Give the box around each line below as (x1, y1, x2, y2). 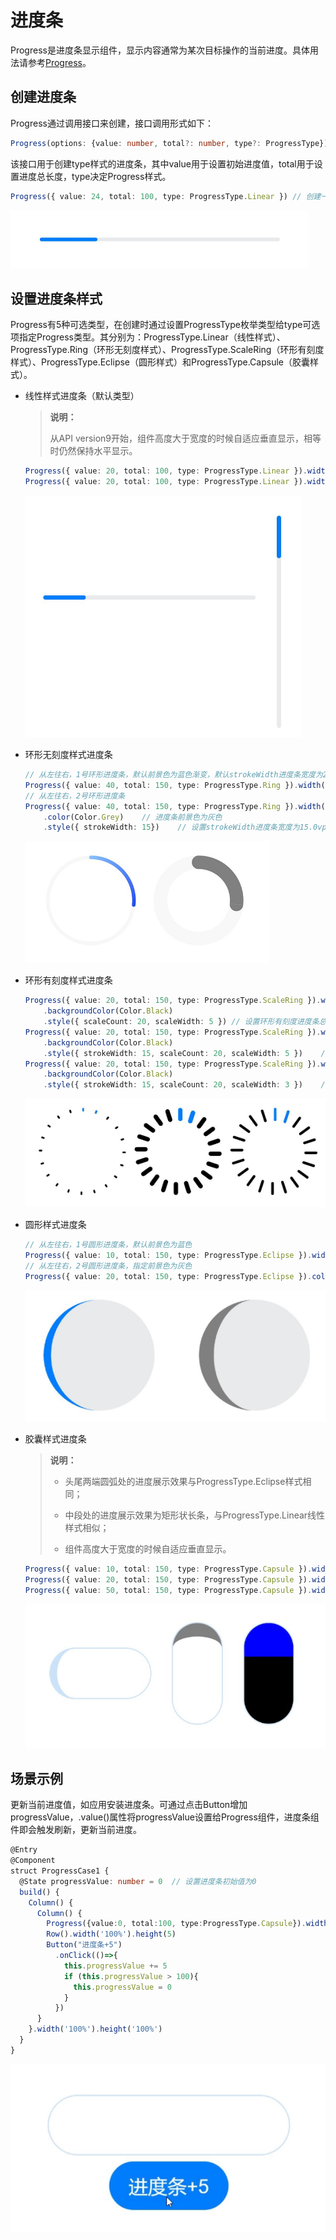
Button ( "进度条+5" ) (46, 1940, 123, 1950)
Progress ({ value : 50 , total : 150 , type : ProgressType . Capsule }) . (24, 1585, 313, 1595)
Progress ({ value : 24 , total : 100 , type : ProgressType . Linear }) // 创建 (10, 191, 322, 201)
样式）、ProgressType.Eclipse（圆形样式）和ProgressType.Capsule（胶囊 (10, 356, 310, 368)
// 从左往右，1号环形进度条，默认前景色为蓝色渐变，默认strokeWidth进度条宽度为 (24, 770, 323, 780)
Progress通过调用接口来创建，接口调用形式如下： (10, 117, 214, 129)
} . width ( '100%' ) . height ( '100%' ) (28, 2024, 163, 2035)
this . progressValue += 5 (63, 1961, 168, 1971)
